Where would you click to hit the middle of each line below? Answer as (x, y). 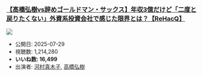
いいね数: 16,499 (36, 59)
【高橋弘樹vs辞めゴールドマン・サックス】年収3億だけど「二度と (101, 9)
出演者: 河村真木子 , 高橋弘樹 (50, 67)
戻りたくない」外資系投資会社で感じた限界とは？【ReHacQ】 (96, 18)
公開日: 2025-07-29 (40, 44)
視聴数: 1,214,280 (37, 52)
